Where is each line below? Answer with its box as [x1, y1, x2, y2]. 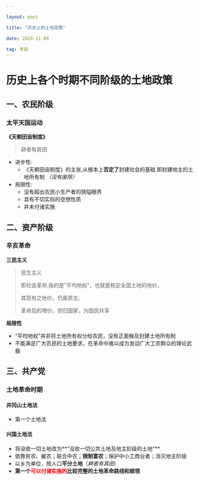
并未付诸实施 [23, 203, 55, 210]
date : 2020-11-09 [6, 35, 49, 42]
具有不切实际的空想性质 [23, 196, 81, 203]
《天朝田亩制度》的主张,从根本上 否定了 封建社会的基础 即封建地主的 [23, 166, 188, 173]
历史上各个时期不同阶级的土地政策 [6, 74, 173, 87]
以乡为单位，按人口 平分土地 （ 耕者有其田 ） [14, 460, 119, 467]
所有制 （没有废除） [29, 173, 78, 180]
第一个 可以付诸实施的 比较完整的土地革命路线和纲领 [14, 467, 140, 474]
